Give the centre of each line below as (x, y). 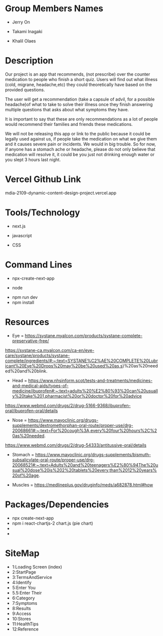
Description (29, 61)
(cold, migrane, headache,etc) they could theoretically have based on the (79, 84)
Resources (27, 322)
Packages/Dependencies (57, 504)
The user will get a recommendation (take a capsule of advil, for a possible (80, 99)
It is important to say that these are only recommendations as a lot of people (81, 119)
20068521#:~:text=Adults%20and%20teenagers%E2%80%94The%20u (85, 465)
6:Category (23, 598)
